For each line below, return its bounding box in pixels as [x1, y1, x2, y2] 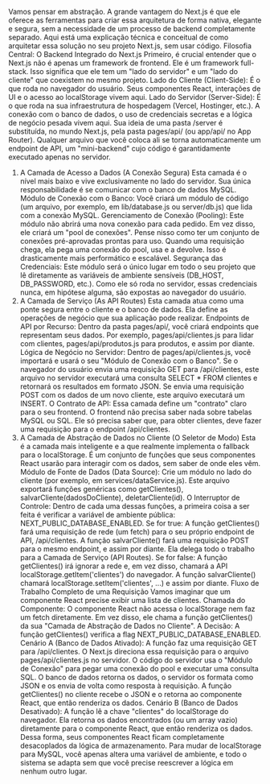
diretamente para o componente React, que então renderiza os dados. [19, 724, 253, 733]
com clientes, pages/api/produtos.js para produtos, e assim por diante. [19, 339, 255, 349]
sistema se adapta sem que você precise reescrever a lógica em [19, 758, 234, 767]
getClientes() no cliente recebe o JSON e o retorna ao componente [19, 690, 243, 699]
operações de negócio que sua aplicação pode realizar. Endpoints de [19, 313, 250, 323]
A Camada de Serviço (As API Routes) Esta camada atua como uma [19, 296, 244, 305]
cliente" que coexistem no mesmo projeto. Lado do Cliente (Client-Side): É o [8, 76, 261, 85]
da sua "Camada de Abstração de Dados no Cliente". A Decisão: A [19, 621, 240, 630]
